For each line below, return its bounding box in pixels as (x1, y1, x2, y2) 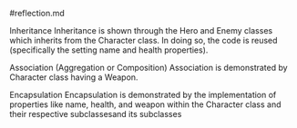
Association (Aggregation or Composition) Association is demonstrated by (9, 63, 289, 73)
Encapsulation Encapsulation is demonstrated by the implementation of (9, 90, 277, 100)
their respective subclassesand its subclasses (9, 109, 182, 119)
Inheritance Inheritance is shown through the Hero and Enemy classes (9, 25, 273, 35)
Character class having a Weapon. (9, 72, 138, 83)
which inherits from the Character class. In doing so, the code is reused (9, 35, 278, 45)
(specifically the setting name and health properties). (9, 44, 209, 55)
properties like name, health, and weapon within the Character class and (9, 99, 282, 110)
